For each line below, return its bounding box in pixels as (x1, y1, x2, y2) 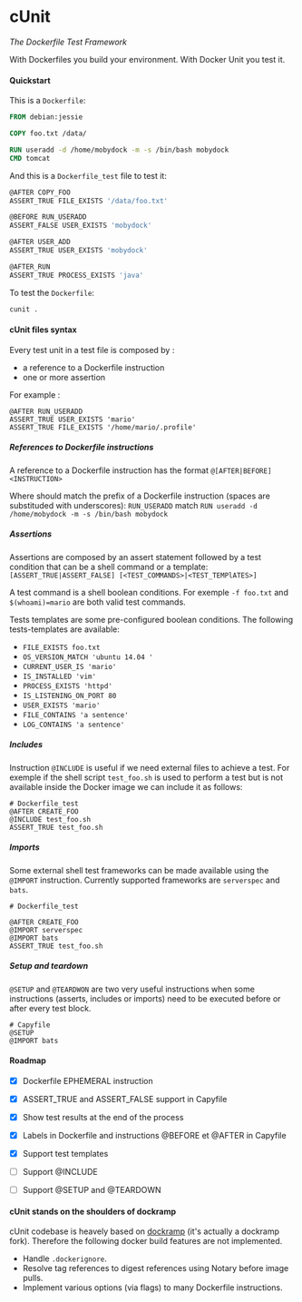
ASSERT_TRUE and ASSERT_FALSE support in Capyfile (22, 1093, 228, 1104)
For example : (9, 389, 61, 400)
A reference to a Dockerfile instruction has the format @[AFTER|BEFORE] (9, 465, 272, 476)
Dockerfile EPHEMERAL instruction (22, 1075, 153, 1086)
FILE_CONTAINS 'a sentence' (22, 710, 129, 719)
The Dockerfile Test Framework (9, 36, 128, 47)
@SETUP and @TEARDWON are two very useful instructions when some (9, 983, 256, 994)
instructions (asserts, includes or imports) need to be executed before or (9, 992, 281, 1004)
